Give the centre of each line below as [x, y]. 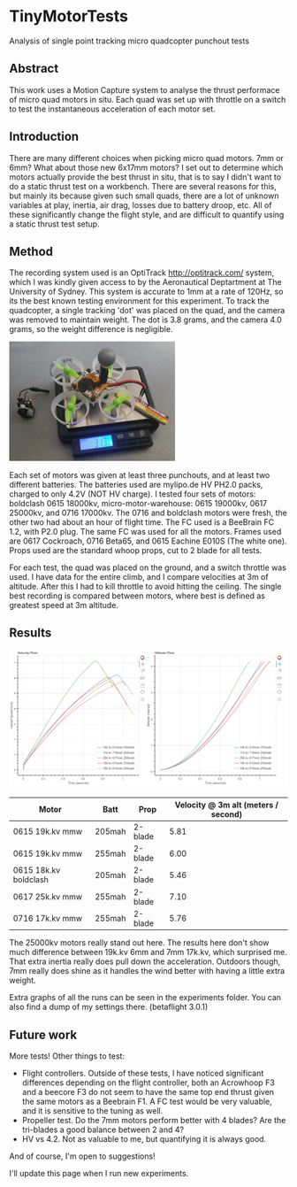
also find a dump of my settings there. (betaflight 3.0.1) [109, 1007]
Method [31, 251]
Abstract [34, 69]
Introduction [44, 137]
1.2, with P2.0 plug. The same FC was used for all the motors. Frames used [145, 531]
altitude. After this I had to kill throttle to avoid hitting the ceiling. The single [145, 586]
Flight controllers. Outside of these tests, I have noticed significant [143, 1074]
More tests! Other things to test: [67, 1056]
